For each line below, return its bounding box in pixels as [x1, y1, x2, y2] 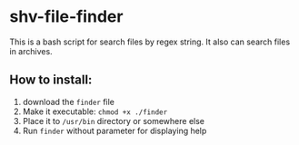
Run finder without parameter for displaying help [22, 125, 207, 136]
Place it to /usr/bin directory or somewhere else [22, 115, 204, 126]
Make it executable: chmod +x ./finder [22, 106, 168, 117]
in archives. [9, 45, 53, 56]
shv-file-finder [9, 6, 124, 27]
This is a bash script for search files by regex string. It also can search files [9, 36, 291, 47]
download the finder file [22, 96, 115, 107]
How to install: [9, 72, 93, 88]
